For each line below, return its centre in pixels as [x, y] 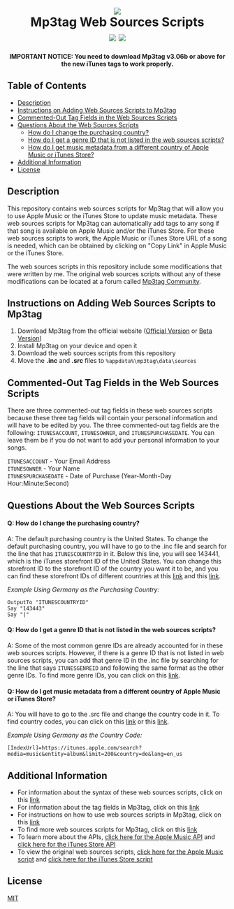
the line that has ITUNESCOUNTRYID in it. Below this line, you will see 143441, [114, 553]
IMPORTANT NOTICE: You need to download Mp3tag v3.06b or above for [117, 56]
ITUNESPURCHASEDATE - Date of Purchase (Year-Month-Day [90, 476]
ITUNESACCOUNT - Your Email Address [59, 461]
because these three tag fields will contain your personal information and [112, 418]
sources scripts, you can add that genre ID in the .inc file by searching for [113, 660]
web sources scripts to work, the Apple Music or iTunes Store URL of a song [117, 238]
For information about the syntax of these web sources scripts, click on [120, 792]
